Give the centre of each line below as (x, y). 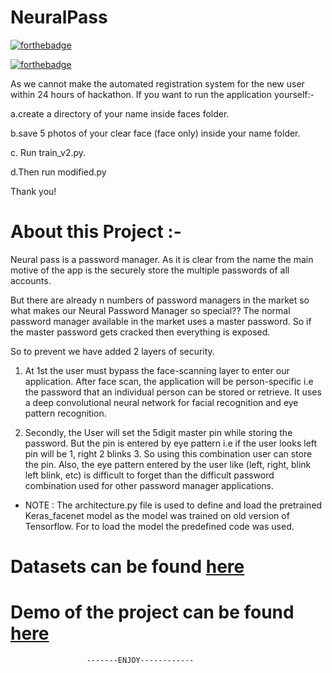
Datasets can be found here (127, 567)
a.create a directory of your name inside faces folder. (120, 113)
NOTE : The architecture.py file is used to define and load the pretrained (173, 505)
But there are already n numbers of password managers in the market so (160, 300)
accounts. (31, 280)
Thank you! (33, 191)
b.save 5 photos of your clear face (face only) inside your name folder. (155, 133)
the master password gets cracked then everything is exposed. (140, 332)
